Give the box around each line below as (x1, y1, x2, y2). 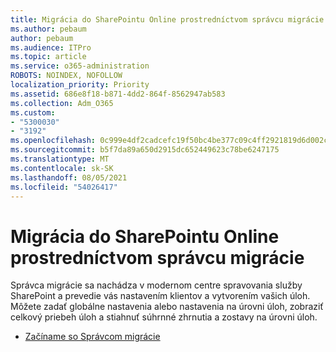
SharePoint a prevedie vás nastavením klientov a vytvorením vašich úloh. (10, 290, 311, 302)
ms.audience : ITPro (10, 42, 92, 53)
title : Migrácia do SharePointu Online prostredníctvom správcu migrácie (10, 14, 325, 25)
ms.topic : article (10, 52, 87, 62)
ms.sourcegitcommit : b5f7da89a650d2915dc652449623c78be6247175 (10, 145, 280, 155)
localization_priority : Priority (10, 80, 150, 90)
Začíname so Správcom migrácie (24, 331, 161, 343)
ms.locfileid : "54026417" (10, 182, 118, 192)
